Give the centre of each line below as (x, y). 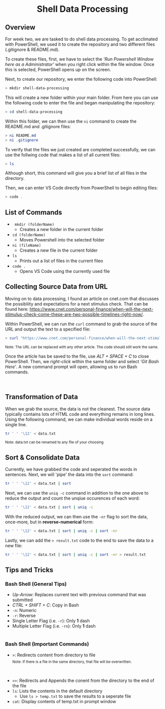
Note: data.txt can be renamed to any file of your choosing (55, 442)
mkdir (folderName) (34, 225)
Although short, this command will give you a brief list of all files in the (76, 173)
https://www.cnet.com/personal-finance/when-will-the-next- (91, 309)
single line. (16, 424)
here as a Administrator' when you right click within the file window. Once (80, 64)
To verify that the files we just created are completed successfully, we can (80, 149)
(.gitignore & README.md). (32, 50)
